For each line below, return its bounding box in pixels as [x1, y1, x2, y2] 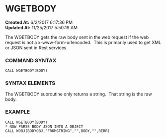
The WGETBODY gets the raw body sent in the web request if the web [5, 34, 149, 40]
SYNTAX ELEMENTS [5, 80, 56, 87]
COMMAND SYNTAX [5, 57, 57, 64]
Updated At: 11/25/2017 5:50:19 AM [5, 24, 78, 30]
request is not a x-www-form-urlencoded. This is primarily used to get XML [5, 39, 162, 45]
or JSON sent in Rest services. [5, 45, 68, 50]
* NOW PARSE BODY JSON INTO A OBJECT [5, 124, 83, 129]
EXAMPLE [5, 108, 30, 115]
